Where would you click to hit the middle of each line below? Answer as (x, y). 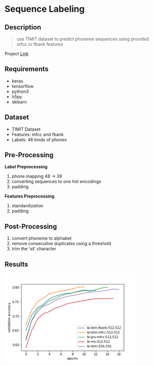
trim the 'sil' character (34, 249)
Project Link (17, 54)
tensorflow (23, 86)
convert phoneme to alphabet (42, 238)
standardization (27, 206)
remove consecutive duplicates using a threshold (61, 244)
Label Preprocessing (26, 167)
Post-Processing (31, 226)
